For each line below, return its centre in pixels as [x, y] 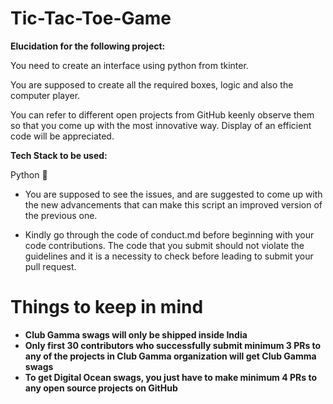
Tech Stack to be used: [59, 155]
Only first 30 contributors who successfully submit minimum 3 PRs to [173, 345]
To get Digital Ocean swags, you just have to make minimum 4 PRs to [170, 377]
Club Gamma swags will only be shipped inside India [136, 334]
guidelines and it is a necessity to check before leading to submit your [169, 256]
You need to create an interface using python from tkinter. [129, 65]
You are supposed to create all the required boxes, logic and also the [152, 84]
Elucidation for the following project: [88, 46]
